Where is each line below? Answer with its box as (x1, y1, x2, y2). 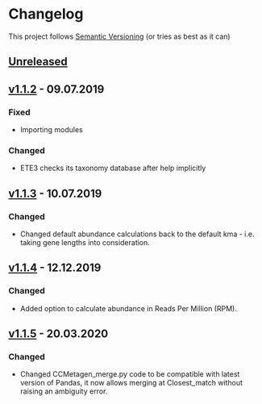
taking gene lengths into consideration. (19, 238, 151, 247)
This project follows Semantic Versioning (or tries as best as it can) (8, 31, 231, 41)
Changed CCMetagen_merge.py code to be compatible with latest (19, 369, 240, 379)
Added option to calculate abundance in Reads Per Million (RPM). (19, 303, 238, 313)
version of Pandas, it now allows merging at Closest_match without (19, 378, 243, 388)
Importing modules (19, 125, 83, 135)
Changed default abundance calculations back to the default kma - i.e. (19, 229, 255, 239)
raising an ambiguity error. (19, 386, 108, 396)
